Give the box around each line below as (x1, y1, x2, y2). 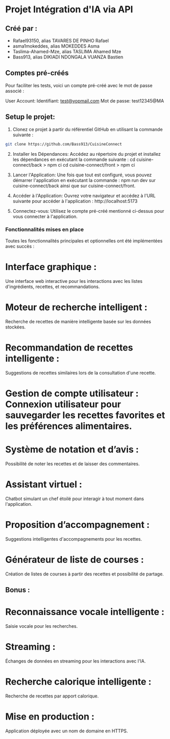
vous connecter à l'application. (12, 213, 78, 219)
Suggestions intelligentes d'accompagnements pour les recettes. (5, 536, 142, 542)
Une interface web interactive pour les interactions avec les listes (5, 278, 143, 284)
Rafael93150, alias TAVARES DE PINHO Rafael (12, 37, 109, 44)
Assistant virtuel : (5, 478, 83, 490)
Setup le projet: (5, 113, 55, 121)
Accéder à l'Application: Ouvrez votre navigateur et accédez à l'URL (12, 192, 156, 198)
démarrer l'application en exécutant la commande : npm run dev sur (12, 177, 156, 183)
